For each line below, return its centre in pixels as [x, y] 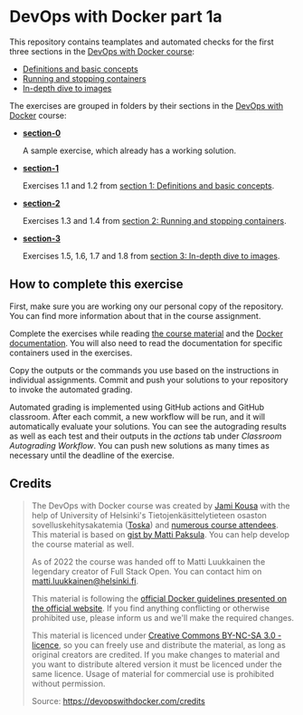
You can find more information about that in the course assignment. [135, 315]
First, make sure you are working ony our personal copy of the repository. [147, 306]
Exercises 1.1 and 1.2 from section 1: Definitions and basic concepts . [148, 185]
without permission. [68, 683]
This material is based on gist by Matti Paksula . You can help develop [161, 534]
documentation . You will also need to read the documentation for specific [146, 343]
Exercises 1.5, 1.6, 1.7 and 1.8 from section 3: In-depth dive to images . [151, 256]
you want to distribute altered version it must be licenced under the [156, 664]
